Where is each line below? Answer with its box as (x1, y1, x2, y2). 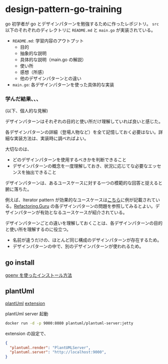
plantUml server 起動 (5, 310, 49, 317)
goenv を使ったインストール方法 (5, 272, 72, 278)
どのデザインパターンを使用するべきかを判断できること (12, 157, 127, 163)
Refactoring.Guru (14, 203, 49, 209)
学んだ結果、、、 (5, 95, 42, 102)
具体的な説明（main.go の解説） (20, 56, 87, 62)
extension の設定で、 (5, 330, 49, 336)
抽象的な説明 (20, 50, 47, 56)
